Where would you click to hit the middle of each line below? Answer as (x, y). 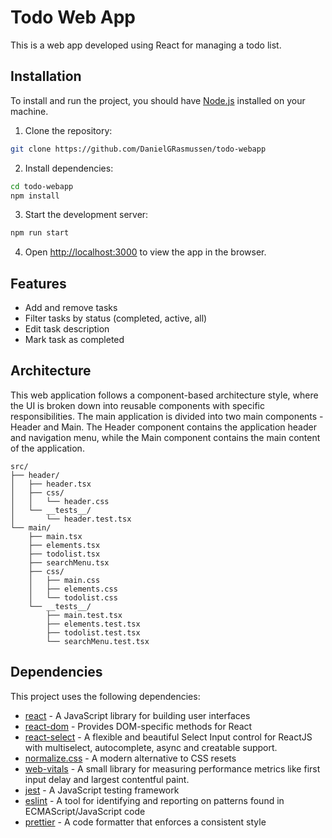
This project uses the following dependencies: (105, 696)
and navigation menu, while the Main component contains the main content (165, 437)
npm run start (40, 233)
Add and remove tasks (71, 308)
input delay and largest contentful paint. (107, 779)
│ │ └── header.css (60, 501)
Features (38, 283)
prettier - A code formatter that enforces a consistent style (145, 822)
